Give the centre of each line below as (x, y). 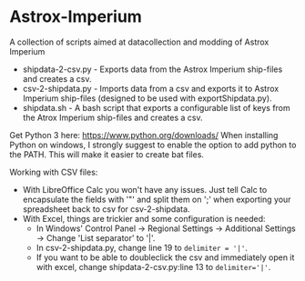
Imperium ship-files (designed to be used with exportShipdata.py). (147, 98)
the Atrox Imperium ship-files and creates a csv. (112, 117)
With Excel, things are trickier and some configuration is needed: (144, 218)
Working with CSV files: (54, 172)
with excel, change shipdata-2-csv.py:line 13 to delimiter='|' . (153, 266)
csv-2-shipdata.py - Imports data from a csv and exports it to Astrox (151, 88)
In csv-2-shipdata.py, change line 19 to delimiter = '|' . (142, 247)
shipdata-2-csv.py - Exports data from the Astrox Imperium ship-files (152, 69)
